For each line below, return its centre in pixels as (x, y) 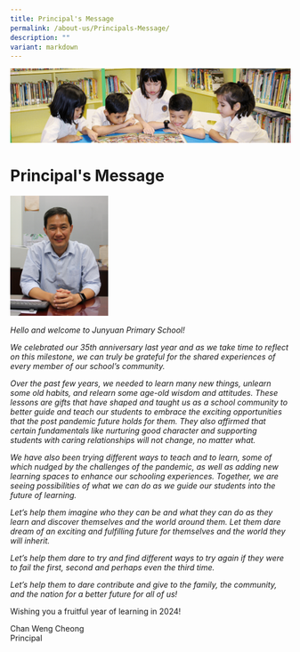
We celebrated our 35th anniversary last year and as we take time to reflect (149, 348)
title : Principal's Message (62, 19)
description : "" (40, 37)
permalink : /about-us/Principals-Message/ (90, 28)
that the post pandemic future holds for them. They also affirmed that (138, 422)
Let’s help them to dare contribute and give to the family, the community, (144, 585)
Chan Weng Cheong (47, 629)
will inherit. (30, 541)
